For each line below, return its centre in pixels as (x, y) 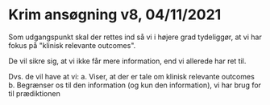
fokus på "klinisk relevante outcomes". (72, 45)
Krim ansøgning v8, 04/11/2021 (115, 15)
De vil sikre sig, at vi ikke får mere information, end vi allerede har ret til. (127, 61)
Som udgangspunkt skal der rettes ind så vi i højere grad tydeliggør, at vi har (135, 37)
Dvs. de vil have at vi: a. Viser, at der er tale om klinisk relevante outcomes (132, 76)
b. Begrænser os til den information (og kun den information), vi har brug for (135, 85)
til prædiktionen (34, 93)
